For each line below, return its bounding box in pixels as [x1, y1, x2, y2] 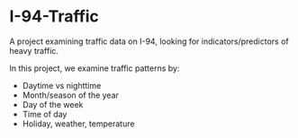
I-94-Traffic [9, 6, 99, 27]
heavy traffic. [9, 45, 59, 56]
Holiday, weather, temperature [22, 118, 135, 129]
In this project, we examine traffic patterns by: [9, 63, 180, 73]
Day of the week [22, 99, 84, 109]
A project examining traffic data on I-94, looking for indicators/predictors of [9, 36, 290, 47]
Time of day [22, 108, 68, 119]
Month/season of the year [22, 90, 120, 100]
